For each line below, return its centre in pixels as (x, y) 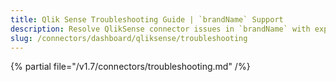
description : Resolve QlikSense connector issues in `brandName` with (160, 29)
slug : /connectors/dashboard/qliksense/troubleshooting (129, 38)
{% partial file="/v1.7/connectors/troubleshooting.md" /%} (130, 67)
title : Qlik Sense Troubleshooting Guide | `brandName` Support (147, 19)
